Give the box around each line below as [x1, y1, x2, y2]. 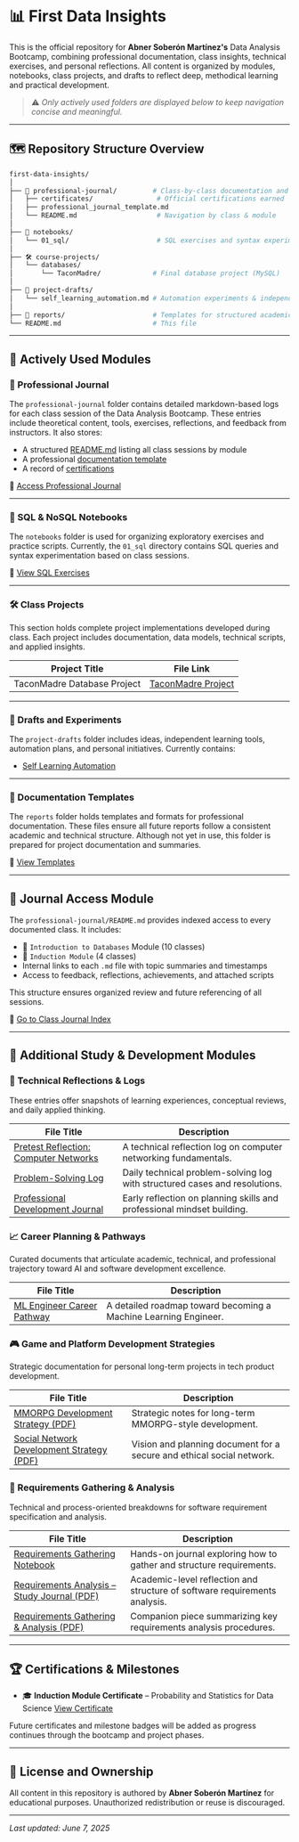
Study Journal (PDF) [13, 1590, 100, 1602]
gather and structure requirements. [130, 1559, 277, 1571]
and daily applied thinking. [9, 1104, 106, 1115]
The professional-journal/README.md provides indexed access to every [9, 915, 271, 925]
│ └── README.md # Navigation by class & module [9, 211, 277, 220]
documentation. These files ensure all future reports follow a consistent [9, 820, 271, 832]
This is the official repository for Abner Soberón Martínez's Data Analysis [9, 41, 280, 53]
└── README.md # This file [9, 319, 198, 328]
